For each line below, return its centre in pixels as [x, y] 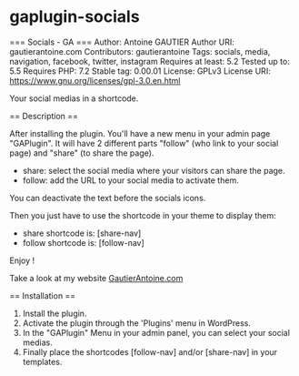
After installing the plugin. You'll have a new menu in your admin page [140, 133]
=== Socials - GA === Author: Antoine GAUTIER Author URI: [122, 42]
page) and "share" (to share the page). [82, 153]
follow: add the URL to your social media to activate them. [130, 180]
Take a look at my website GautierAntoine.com [96, 278]
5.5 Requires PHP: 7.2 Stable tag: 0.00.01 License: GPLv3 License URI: [140, 71]
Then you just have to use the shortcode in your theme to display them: [143, 215]
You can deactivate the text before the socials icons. [108, 198]
